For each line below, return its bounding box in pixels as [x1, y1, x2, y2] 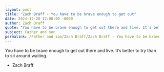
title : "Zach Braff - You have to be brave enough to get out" [5, 12, 137, 17]
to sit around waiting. [5, 53, 47, 58]
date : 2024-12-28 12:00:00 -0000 [5, 16, 73, 21]
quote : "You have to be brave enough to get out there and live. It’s [5, 25, 152, 30]
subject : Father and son [5, 30, 56, 35]
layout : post [5, 7, 32, 12]
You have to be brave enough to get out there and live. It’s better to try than [5, 47, 156, 54]
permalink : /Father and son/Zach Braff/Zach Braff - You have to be [5, 35, 147, 39]
